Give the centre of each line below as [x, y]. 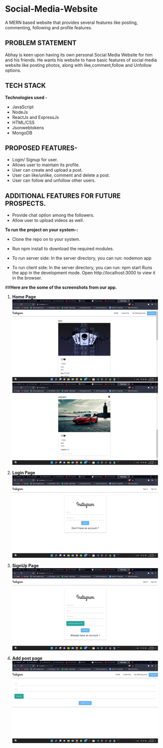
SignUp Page [25, 565]
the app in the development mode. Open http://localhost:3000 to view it [84, 273]
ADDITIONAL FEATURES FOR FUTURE [63, 196]
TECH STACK [25, 86]
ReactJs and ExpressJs [35, 117]
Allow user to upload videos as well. [48, 220]
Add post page [27, 658]
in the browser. [27, 278]
